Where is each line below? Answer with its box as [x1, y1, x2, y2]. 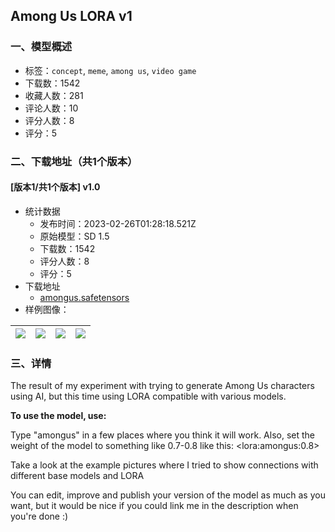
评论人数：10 [24, 102, 79, 114]
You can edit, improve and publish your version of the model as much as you [10, 489, 326, 501]
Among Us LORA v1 [10, 8, 133, 25]
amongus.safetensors [39, 291, 130, 303]
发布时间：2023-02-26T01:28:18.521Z [39, 217, 197, 229]
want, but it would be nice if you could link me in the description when [10, 500, 299, 512]
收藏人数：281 [24, 89, 84, 101]
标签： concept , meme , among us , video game [24, 64, 197, 76]
